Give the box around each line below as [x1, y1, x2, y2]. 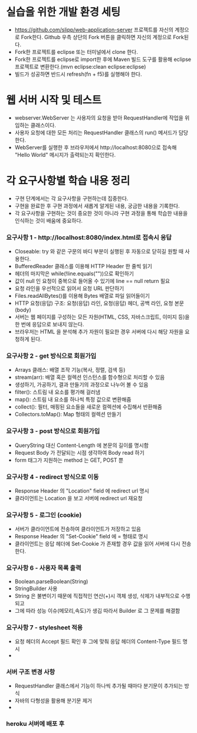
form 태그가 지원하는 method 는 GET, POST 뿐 [14, 456, 124, 464]
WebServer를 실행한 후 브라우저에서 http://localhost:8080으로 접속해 [14, 143, 177, 151]
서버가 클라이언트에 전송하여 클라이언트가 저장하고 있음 [14, 525, 142, 533]
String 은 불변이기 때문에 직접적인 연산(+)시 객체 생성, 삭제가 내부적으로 [14, 592, 180, 599]
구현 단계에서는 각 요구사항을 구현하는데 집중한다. [14, 195, 129, 202]
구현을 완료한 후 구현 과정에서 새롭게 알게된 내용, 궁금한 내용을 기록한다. [14, 202, 180, 209]
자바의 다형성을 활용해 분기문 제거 [14, 697, 93, 705]
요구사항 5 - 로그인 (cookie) [6, 510, 82, 519]
